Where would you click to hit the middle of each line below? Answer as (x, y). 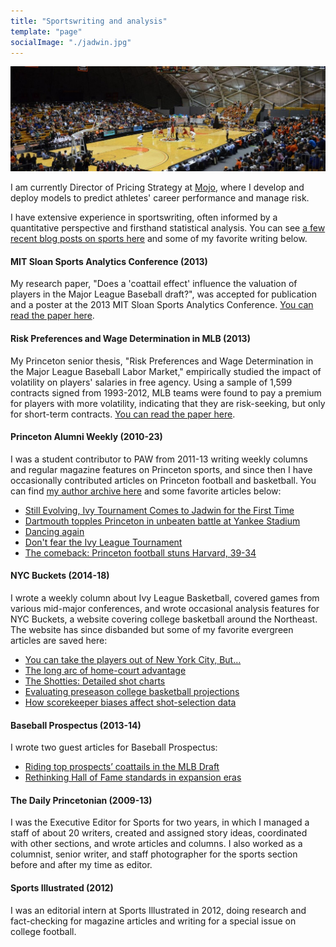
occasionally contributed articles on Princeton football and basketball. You (163, 480)
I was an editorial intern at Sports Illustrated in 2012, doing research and (158, 910)
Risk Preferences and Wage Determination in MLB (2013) (130, 338)
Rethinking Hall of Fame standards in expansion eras (133, 777)
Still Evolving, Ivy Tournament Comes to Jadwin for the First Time (159, 510)
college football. (43, 931)
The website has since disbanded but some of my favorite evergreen (152, 630)
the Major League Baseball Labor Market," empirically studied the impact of (166, 371)
